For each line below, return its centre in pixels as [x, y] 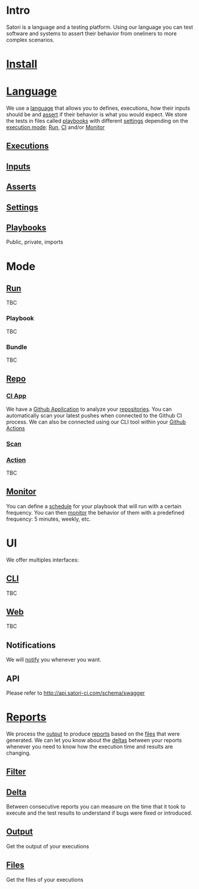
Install [22, 64]
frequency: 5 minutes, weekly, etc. [49, 519]
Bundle [17, 347]
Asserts [21, 187]
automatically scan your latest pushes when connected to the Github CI [94, 415]
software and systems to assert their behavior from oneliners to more [92, 33]
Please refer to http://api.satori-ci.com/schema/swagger [76, 693]
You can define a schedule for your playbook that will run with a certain [94, 506]
